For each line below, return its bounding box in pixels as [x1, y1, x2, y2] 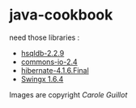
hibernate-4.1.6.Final [20, 65, 90, 75]
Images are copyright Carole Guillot [9, 89, 128, 99]
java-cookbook [9, 6, 113, 24]
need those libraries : [9, 32, 80, 42]
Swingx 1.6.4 [20, 74, 64, 84]
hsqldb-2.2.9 [20, 48, 65, 58]
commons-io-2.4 [20, 57, 78, 67]
